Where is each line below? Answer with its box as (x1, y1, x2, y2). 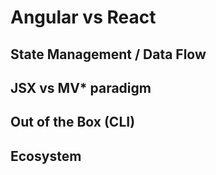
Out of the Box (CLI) (10, 114, 136, 131)
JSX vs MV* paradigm (10, 79, 152, 96)
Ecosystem (10, 147, 82, 165)
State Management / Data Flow (10, 46, 207, 63)
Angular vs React (10, 6, 157, 29)
